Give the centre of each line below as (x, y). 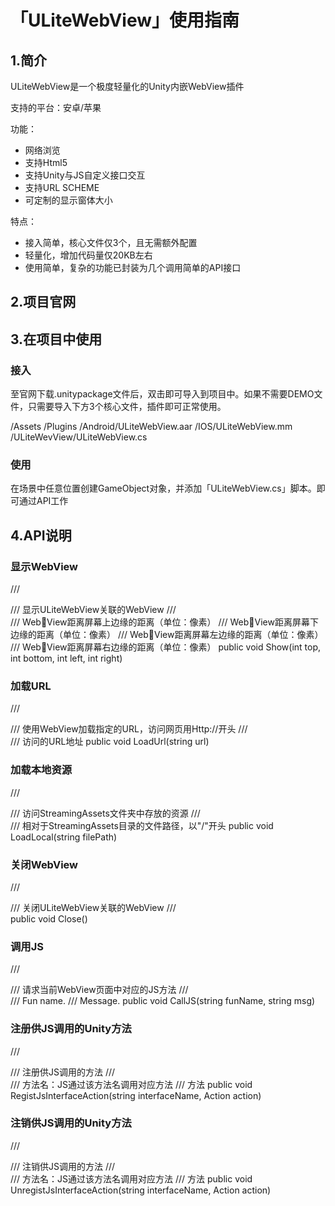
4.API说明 (41, 535)
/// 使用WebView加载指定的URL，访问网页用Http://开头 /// (129, 729)
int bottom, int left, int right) (66, 658)
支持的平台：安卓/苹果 (56, 107)
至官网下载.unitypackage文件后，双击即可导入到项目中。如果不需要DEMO (162, 394)
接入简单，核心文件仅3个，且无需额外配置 (111, 242)
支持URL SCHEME (62, 187)
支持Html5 (46, 162)
